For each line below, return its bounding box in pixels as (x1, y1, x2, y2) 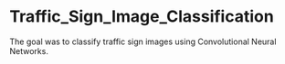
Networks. (9, 45, 48, 56)
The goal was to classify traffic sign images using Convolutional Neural (9, 36, 277, 47)
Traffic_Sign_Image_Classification (9, 6, 274, 27)
